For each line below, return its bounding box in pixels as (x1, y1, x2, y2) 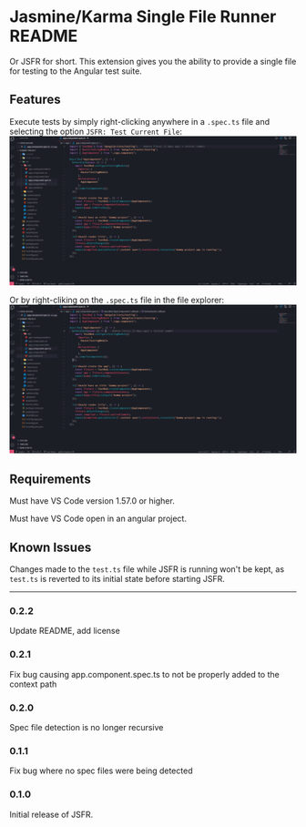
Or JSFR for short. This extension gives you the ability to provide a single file (9, 56, 297, 66)
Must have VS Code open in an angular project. (9, 513, 187, 525)
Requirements (9, 471, 91, 486)
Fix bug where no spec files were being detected (9, 765, 193, 776)
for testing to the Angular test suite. (9, 66, 143, 77)
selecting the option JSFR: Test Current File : (9, 126, 183, 137)
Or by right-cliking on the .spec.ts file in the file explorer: (9, 294, 225, 305)
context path (9, 679, 57, 689)
